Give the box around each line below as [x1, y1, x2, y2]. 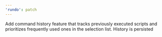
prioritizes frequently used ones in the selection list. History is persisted [5, 26, 153, 32]
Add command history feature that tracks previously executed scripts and [5, 21, 157, 27]
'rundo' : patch [5, 7, 37, 12]
